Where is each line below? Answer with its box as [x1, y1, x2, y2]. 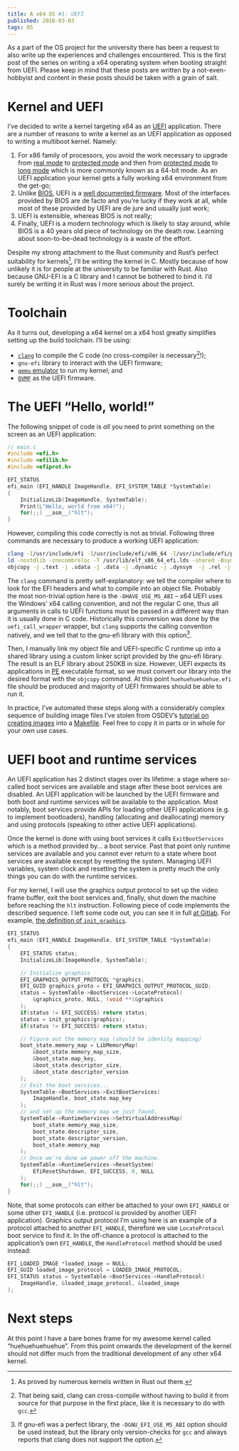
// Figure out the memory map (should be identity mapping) [20, 1035, 202, 1042]
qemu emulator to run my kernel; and [17, 366, 123, 374]
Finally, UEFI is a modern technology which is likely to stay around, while [17, 219, 230, 228]
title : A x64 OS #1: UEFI [7, 10, 84, 18]
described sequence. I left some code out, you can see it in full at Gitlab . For [7, 908, 231, 917]
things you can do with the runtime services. [7, 872, 138, 881]
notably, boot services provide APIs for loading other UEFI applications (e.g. [7, 805, 230, 814]
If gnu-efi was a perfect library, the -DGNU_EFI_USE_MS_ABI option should [17, 1420, 228, 1428]
